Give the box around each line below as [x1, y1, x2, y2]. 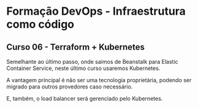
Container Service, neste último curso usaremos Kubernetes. [6, 64, 161, 72]
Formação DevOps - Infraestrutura [6, 4, 186, 18]
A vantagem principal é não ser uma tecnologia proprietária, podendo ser [6, 77, 192, 83]
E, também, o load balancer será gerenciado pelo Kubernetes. [6, 95, 163, 102]
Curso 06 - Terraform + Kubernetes [6, 42, 145, 52]
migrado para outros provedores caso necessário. [6, 83, 133, 90]
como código [6, 17, 75, 31]
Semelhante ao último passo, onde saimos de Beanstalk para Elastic [6, 58, 179, 65]
